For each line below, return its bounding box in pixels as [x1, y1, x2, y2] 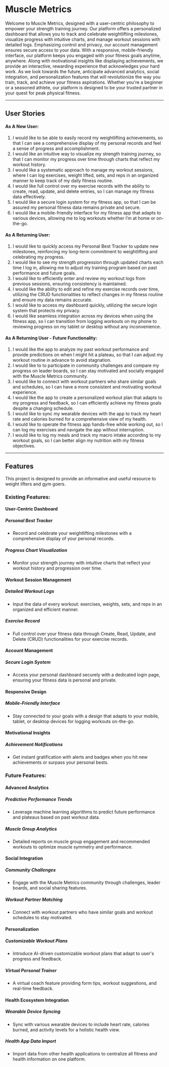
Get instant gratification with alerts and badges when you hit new [12, 754, 148, 760]
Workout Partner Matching [5, 896, 63, 903]
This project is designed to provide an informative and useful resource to [5, 475, 156, 481]
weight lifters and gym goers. [5, 481, 66, 487]
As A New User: [5, 123, 39, 129]
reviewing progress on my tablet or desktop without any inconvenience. [12, 323, 161, 329]
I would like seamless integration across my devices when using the [12, 313, 153, 319]
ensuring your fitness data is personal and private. [12, 677, 117, 683]
